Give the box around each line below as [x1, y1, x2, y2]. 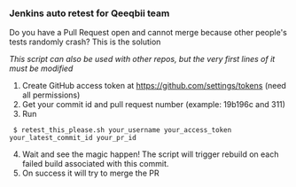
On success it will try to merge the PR [21, 168, 160, 179]
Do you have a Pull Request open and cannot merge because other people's [9, 27, 288, 38]
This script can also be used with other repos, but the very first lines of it [9, 54, 276, 65]
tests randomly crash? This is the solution [9, 36, 161, 47]
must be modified [9, 63, 74, 74]
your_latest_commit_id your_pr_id [9, 134, 137, 143]
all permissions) [21, 90, 81, 100]
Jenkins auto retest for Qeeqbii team [9, 7, 170, 19]
